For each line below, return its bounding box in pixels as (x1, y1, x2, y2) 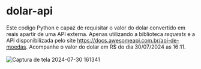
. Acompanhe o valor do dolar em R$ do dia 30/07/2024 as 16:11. (26, 43, 186, 50)
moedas (6, 43, 26, 50)
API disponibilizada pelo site (6, 37, 76, 44)
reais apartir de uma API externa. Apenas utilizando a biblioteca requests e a (6, 30, 196, 37)
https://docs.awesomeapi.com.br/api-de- (77, 37, 179, 44)
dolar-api (6, 4, 53, 18)
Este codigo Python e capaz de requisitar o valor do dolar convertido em (6, 24, 186, 31)
